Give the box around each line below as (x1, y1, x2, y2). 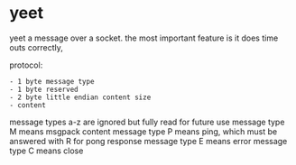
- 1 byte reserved (9, 85, 79, 94)
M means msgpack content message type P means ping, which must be (9, 125, 278, 137)
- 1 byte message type (9, 77, 95, 86)
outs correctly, (9, 41, 63, 52)
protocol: (9, 60, 43, 70)
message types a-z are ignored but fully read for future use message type (9, 116, 285, 127)
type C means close (9, 145, 84, 156)
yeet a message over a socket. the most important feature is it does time (9, 32, 279, 43)
